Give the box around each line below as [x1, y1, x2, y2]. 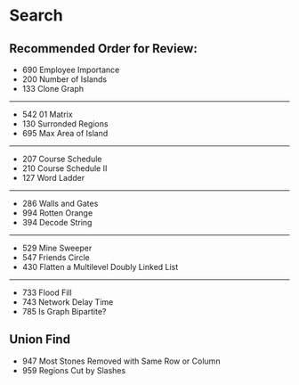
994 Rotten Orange [21, 208, 93, 218]
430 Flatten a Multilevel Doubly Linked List [21, 262, 179, 272]
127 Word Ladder [21, 173, 85, 183]
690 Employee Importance [21, 64, 120, 75]
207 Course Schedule [21, 153, 102, 164]
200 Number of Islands [21, 74, 108, 85]
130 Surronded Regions [21, 119, 109, 129]
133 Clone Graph [21, 84, 85, 94]
